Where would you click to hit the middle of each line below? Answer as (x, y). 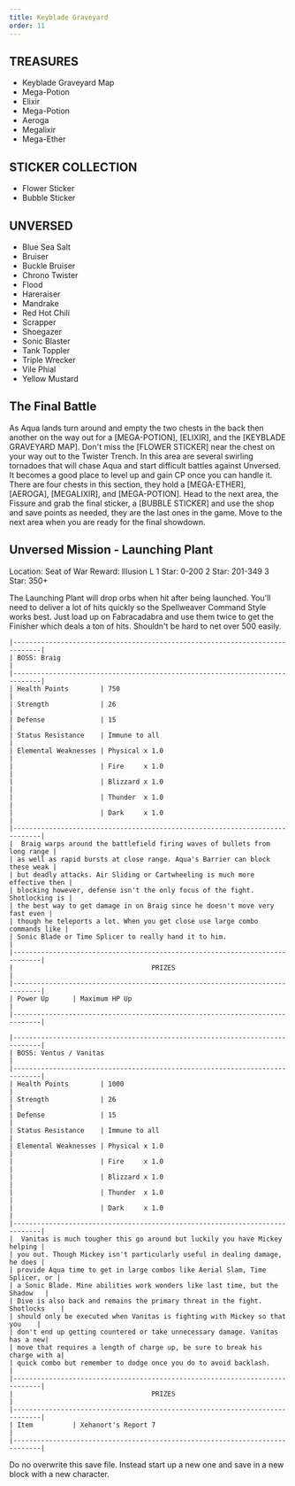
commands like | (39, 929)
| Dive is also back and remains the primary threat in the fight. (136, 1301)
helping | (27, 1246)
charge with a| (37, 1355)
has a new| (29, 1339)
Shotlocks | (37, 1308)
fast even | (31, 913)
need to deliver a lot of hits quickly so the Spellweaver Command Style (138, 607)
